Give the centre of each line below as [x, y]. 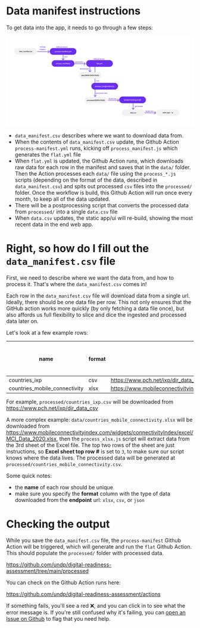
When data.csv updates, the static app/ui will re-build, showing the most [104, 218]
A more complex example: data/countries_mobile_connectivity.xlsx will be [99, 419]
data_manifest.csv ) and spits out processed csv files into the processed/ [103, 186]
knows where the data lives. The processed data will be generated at [91, 458]
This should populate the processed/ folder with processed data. [85, 553]
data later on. [22, 321]
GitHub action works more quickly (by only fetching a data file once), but [95, 308]
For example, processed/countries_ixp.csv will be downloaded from [90, 402]
